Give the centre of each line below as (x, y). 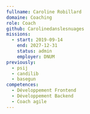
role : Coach (21, 23)
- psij (20, 68)
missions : (19, 34)
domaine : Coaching (29, 17)
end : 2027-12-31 (37, 46)
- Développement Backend (43, 96)
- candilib (25, 74)
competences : (22, 85)
